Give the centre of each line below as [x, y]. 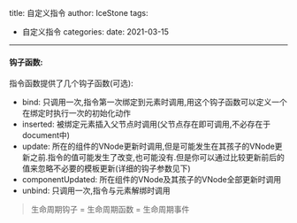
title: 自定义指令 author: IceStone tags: [79, 13]
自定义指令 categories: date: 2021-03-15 [95, 32]
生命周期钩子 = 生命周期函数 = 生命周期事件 [110, 210]
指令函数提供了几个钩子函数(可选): [72, 83]
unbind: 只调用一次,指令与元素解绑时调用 [96, 191]
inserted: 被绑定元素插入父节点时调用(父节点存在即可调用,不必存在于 [146, 124]
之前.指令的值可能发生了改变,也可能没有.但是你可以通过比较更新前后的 [157, 158]
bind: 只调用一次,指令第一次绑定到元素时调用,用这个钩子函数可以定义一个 [154, 102]
